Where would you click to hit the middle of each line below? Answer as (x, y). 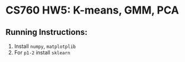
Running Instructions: (47, 32)
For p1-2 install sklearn (42, 53)
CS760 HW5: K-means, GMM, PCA (92, 10)
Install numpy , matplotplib (45, 46)
